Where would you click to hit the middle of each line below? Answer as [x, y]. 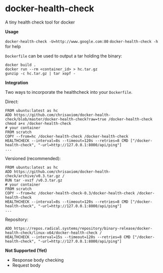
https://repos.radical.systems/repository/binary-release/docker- [83, 228]
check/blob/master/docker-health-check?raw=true [56, 119]
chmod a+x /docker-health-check [38, 123]
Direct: [12, 102]
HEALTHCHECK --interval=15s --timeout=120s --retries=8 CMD [68, 237]
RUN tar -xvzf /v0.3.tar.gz [34, 180]
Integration [17, 82]
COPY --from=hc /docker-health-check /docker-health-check [67, 136]
